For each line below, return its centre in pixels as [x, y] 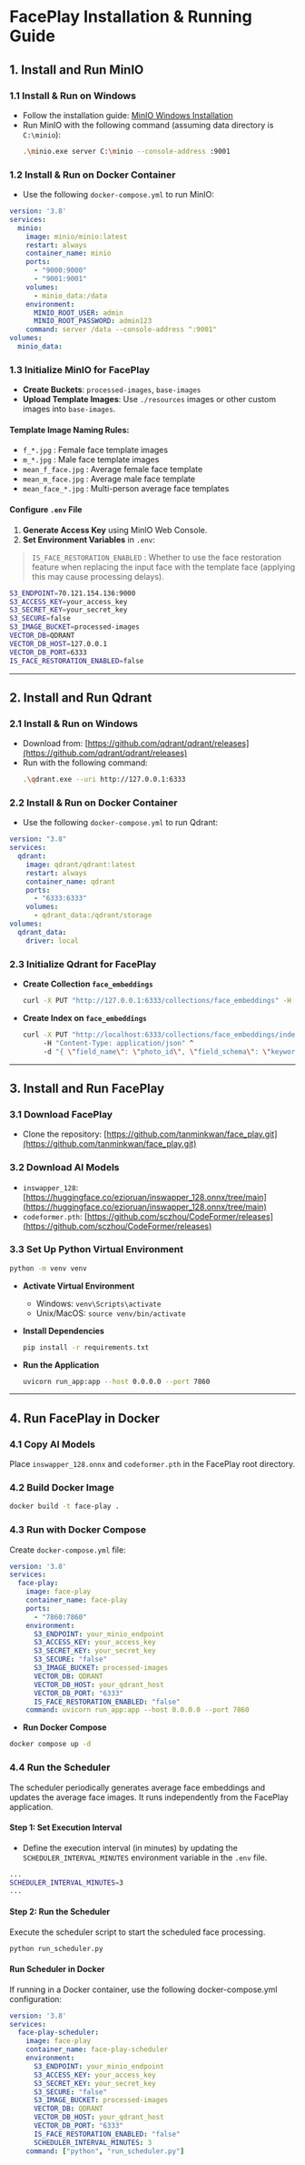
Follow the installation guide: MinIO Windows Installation [128, 115]
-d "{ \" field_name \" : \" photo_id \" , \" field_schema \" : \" [157, 1052]
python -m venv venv [49, 1268]
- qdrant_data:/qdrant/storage [93, 916]
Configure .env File [46, 510]
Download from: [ [55, 744]
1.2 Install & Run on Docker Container [93, 175]
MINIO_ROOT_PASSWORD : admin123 [93, 321]
